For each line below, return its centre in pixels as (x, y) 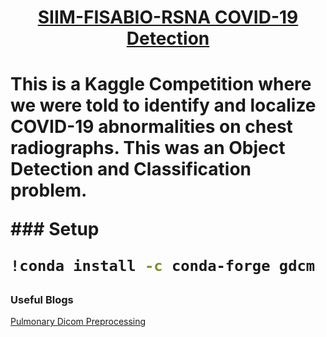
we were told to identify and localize (163, 105)
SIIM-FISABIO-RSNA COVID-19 (168, 17)
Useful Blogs (42, 300)
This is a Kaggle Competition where (161, 84)
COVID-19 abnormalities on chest (151, 127)
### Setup (55, 229)
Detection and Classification (131, 169)
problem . (49, 190)
